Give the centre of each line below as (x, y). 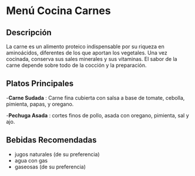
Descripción (29, 33)
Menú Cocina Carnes (58, 11)
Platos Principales (40, 84)
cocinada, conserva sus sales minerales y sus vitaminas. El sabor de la (92, 59)
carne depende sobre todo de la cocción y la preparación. (76, 65)
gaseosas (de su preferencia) (50, 167)
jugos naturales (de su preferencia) (57, 154)
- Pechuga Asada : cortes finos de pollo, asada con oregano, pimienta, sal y (97, 115)
